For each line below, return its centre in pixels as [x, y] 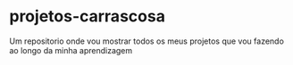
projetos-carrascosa [87, 16]
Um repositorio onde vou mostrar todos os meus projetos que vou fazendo [146, 41]
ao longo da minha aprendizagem [71, 50]
